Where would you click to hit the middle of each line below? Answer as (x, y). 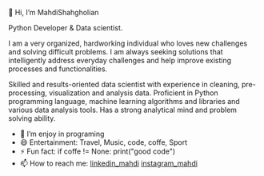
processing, (28, 93)
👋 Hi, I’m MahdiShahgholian (54, 12)
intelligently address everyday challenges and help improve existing (120, 60)
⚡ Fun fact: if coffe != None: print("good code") (98, 151)
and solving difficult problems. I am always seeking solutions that (116, 52)
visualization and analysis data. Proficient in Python (134, 93)
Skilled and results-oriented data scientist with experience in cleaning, (124, 84)
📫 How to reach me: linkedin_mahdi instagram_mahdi (109, 163)
